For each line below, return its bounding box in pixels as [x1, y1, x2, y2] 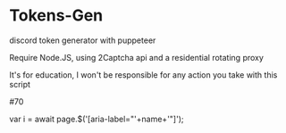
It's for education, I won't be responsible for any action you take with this [9, 69, 278, 80]
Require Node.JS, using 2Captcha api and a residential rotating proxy [9, 52, 264, 62]
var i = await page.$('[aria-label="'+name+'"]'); [9, 113, 184, 124]
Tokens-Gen [9, 5, 104, 26]
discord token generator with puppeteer [9, 35, 156, 46]
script [9, 79, 31, 89]
